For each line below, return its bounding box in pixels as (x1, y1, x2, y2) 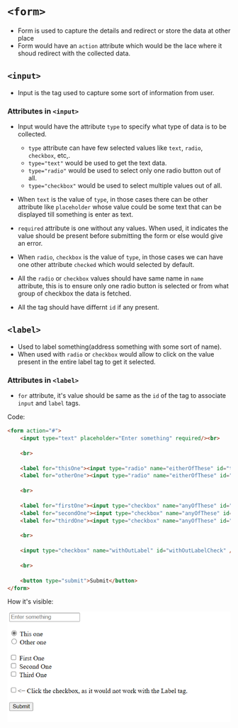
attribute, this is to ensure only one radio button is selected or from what (17, 282, 229, 290)
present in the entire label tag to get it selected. (17, 357, 156, 366)
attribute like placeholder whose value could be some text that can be (17, 202, 222, 212)
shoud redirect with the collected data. (17, 49, 131, 58)
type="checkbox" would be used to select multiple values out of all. (28, 181, 222, 190)
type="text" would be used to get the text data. (28, 159, 167, 168)
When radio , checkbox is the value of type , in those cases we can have (17, 253, 223, 261)
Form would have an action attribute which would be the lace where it (17, 41, 222, 50)
